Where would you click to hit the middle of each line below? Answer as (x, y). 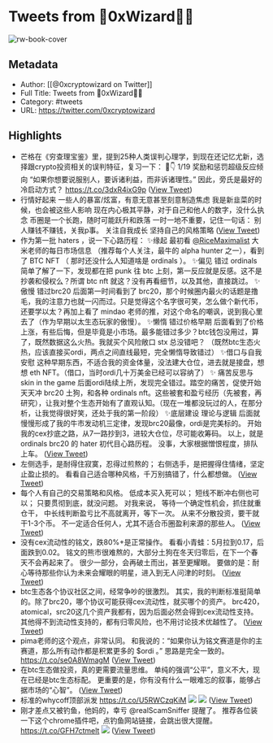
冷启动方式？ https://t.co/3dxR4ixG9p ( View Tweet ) (106, 189)
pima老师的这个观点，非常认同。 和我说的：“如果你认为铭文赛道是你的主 (141, 641)
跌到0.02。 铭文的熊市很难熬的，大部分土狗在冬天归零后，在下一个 (139, 552)
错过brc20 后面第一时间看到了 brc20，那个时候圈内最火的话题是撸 (147, 291)
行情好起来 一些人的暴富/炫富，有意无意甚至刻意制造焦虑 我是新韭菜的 (137, 199)
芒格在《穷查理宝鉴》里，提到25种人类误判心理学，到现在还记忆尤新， (139, 156)
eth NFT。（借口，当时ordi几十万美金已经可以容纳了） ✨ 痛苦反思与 (142, 372)
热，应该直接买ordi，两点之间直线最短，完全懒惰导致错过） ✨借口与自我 (141, 352)
